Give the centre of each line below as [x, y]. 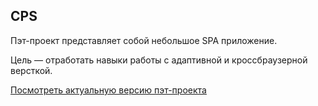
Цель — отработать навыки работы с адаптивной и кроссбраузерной [159, 60]
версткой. [31, 70]
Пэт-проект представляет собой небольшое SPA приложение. [144, 40]
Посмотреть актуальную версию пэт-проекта [108, 90]
